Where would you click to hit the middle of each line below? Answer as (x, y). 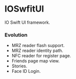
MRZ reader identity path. (37, 51)
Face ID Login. (26, 71)
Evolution (16, 35)
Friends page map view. (36, 61)
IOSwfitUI (24, 9)
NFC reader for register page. (41, 56)
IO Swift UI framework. (27, 22)
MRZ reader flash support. (38, 46)
